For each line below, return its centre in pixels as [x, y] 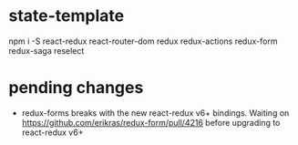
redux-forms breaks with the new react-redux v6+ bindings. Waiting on [155, 113]
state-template [67, 16]
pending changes [76, 88]
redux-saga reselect [46, 50]
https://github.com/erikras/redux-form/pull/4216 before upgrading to [151, 122]
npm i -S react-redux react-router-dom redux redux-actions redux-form [143, 41]
